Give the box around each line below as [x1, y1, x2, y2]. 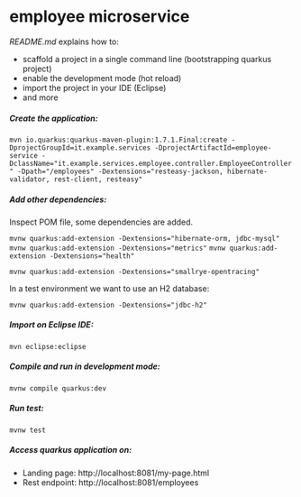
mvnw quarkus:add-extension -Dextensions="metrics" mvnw [9, 244, 226, 253]
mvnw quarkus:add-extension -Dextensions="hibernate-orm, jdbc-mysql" [9, 234, 280, 243]
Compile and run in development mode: [9, 361, 160, 372]
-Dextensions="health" [49, 251, 135, 261]
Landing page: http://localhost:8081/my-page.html [22, 467, 210, 478]
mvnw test [9, 426, 47, 435]
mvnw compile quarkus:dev [9, 383, 106, 393]
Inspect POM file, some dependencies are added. [9, 216, 194, 227]
